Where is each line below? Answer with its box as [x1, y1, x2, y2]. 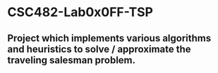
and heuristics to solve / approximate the [7, 43, 192, 55]
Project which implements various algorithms [7, 32, 212, 44]
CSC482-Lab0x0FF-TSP [7, 4, 154, 20]
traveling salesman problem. [7, 54, 136, 66]
